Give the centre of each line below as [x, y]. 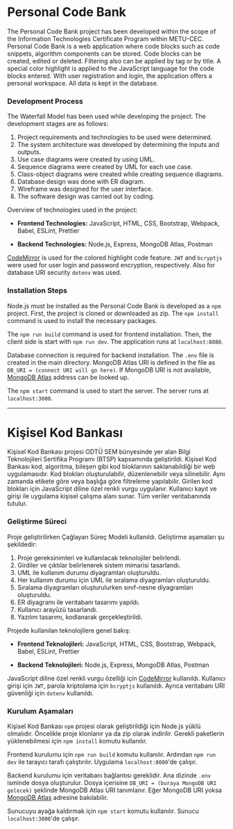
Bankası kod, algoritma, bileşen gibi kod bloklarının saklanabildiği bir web [111, 466]
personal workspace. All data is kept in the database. [83, 83]
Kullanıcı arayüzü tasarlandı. [58, 609]
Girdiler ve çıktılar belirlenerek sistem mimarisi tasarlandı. [99, 565]
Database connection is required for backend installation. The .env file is [111, 355]
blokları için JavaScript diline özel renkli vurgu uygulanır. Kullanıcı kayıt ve [112, 489]
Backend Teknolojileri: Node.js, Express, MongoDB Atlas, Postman [113, 665]
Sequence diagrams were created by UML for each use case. [105, 167]
